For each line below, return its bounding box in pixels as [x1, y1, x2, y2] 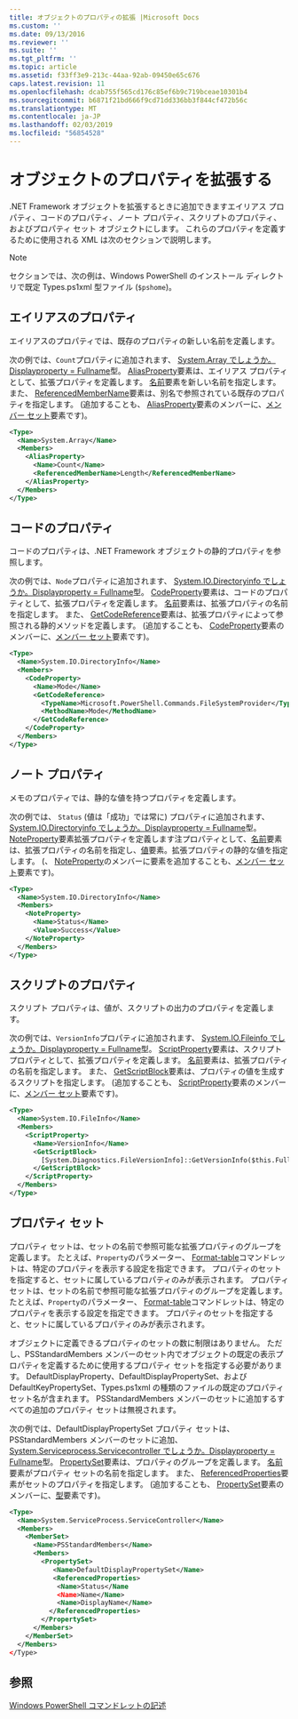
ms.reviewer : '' [9, 37, 69, 47]
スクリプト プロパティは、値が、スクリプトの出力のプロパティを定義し [9, 1002, 267, 1014]
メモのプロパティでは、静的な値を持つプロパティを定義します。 [9, 792, 241, 803]
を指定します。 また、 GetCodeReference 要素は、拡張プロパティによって [9, 609, 277, 620]
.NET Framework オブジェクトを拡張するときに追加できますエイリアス [9, 201, 267, 212]
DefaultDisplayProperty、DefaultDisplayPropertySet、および [26, 1370, 247, 1381]
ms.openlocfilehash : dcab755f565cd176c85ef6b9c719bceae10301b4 [9, 87, 248, 96]
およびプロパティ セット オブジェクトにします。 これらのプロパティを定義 [9, 223, 278, 234]
